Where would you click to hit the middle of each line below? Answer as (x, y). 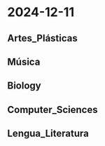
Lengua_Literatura (48, 134)
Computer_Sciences (52, 109)
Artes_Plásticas (43, 38)
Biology (24, 86)
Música (24, 61)
